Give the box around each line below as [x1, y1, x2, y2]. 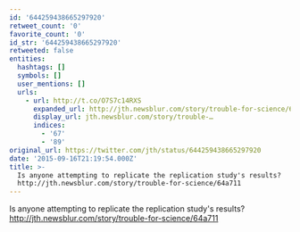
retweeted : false [9, 46, 74, 55]
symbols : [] [17, 71, 62, 80]
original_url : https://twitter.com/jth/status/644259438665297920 [9, 145, 262, 154]
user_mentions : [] [17, 79, 87, 88]
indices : [32, 121, 66, 130]
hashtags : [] [17, 63, 66, 72]
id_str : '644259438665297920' [9, 37, 122, 47]
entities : [9, 54, 46, 63]
